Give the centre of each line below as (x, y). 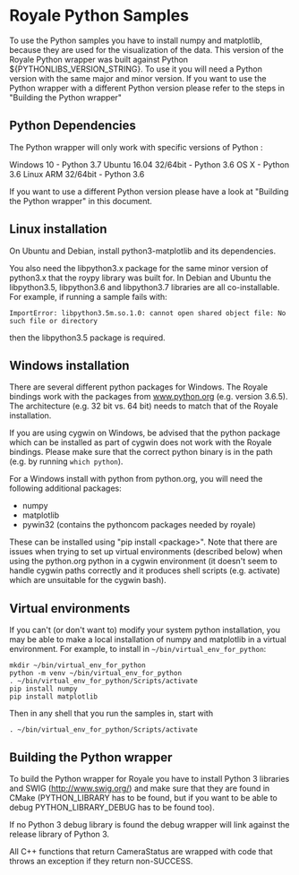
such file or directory (54, 321)
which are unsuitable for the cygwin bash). (88, 580)
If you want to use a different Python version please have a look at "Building (149, 191)
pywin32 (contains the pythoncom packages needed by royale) (139, 525)
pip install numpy (43, 689)
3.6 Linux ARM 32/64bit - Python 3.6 (77, 174)
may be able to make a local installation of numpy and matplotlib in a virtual (148, 639)
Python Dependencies (73, 126)
